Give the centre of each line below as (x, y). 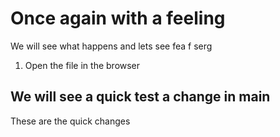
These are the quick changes (70, 121)
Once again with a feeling (118, 18)
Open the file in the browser (82, 65)
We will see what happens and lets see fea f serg (111, 46)
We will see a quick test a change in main (140, 97)
